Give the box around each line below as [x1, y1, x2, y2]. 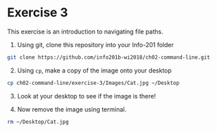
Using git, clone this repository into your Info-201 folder [16, 40, 174, 49]
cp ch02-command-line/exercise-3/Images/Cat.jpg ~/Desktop [7, 79, 180, 86]
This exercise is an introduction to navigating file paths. [7, 27, 163, 36]
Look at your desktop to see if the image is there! [16, 92, 157, 100]
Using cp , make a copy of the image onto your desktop [16, 66, 172, 75]
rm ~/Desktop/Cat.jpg [7, 118, 69, 125]
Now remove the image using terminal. [16, 105, 127, 114]
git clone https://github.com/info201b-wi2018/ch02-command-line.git [7, 53, 211, 61]
